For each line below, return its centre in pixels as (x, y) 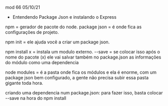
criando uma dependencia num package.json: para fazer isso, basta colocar (84, 93)
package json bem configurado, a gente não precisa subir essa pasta (77, 77)
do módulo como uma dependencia (42, 62)
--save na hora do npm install (36, 98)
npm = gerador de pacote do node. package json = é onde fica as (73, 27)
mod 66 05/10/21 (23, 7)
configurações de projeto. (32, 32)
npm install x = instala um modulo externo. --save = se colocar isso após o (82, 52)
